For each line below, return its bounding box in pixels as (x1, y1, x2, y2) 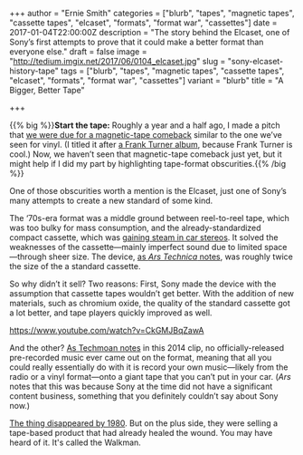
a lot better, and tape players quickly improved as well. (9, 307, 213, 318)
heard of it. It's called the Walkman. (9, 437, 142, 448)
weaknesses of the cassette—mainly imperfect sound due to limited (9, 242, 262, 252)
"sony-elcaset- (227, 56, 284, 66)
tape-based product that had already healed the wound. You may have (9, 428, 273, 438)
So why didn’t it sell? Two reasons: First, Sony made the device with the (9, 278, 277, 289)
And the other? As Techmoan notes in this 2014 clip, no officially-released (9, 343, 285, 353)
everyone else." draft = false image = (9, 46, 147, 57)
